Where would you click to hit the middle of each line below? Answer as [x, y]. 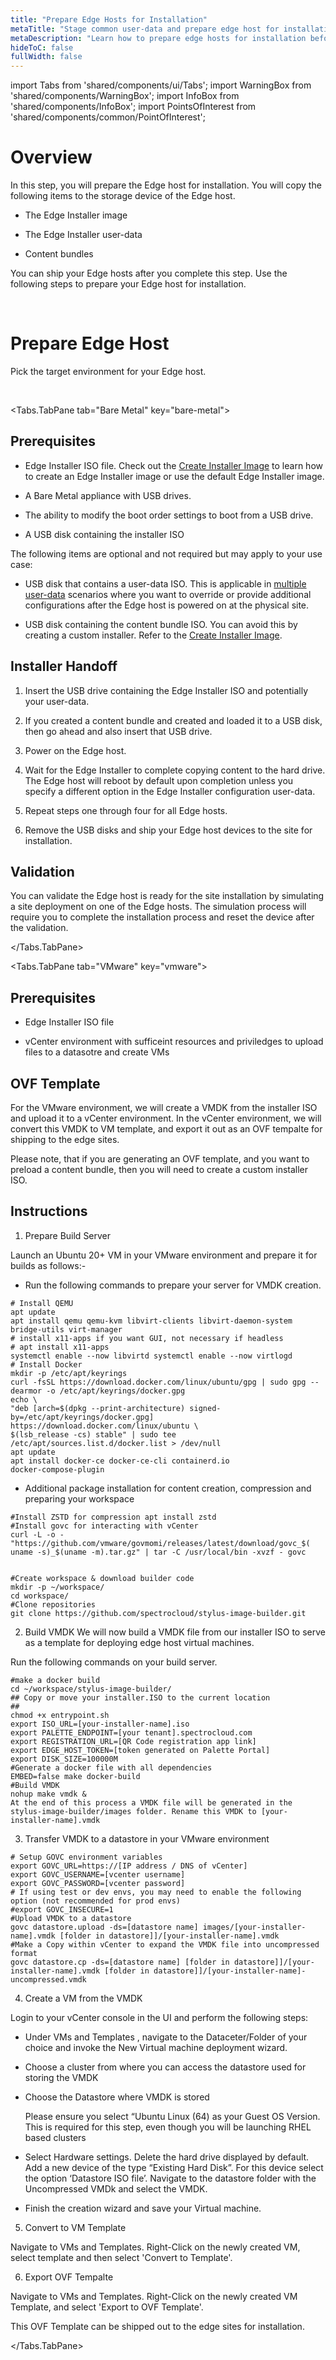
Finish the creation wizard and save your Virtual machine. [143, 2208]
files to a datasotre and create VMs [97, 1052]
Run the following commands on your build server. [114, 1662]
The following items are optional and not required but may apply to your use [166, 553]
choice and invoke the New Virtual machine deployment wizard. [156, 2047]
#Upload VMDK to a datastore [71, 1918]
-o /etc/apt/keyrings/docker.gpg [116, 1391]
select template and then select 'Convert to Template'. [121, 2257]
